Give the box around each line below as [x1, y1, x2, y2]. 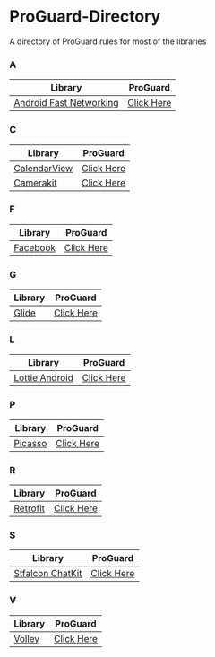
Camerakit [13, 177, 57, 189]
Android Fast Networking [13, 97, 119, 109]
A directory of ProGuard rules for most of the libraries [9, 36, 207, 47]
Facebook [13, 241, 56, 254]
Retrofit [13, 502, 46, 514]
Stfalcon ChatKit [13, 567, 82, 580]
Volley [13, 632, 40, 644]
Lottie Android [13, 372, 73, 385]
